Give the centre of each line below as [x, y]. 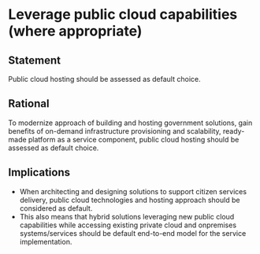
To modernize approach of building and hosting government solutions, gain [130, 123]
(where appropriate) [75, 31]
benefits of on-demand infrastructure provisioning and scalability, [115, 131]
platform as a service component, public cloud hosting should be [134, 139]
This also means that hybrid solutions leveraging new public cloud [127, 216]
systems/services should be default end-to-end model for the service [133, 233]
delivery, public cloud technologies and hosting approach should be [130, 200]
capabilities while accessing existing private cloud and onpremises [128, 225]
